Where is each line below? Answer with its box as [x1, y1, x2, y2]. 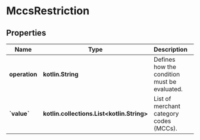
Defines [154, 55, 176, 63]
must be [154, 78, 177, 85]
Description [154, 46, 187, 53]
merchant [154, 102, 180, 110]
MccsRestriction [6, 4, 90, 18]
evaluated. [154, 85, 183, 93]
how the [154, 63, 177, 71]
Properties [6, 28, 46, 38]
